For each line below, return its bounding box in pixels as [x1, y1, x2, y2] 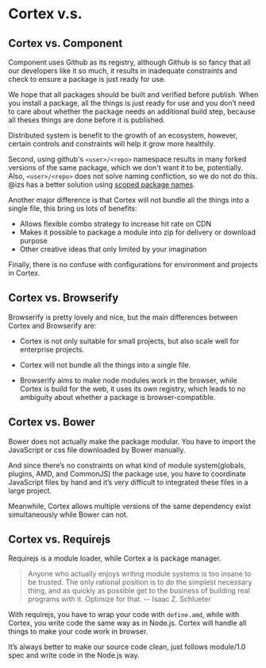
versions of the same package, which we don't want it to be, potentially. [8, 163, 244, 172]
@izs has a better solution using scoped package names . [8, 180, 196, 189]
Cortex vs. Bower [8, 415, 95, 429]
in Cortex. [8, 268, 40, 278]
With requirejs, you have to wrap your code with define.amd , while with [8, 610, 240, 619]
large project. [8, 486, 52, 495]
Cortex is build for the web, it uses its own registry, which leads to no [19, 383, 246, 394]
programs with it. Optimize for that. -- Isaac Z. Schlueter [27, 594, 212, 604]
